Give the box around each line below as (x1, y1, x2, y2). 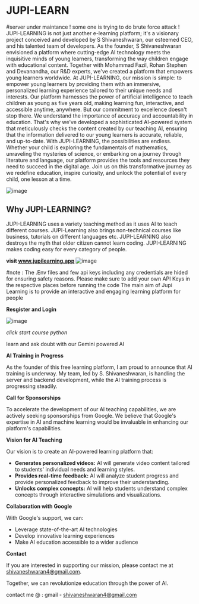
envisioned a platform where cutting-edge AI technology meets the (6, 48, 170, 56)
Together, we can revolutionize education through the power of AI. (6, 580, 169, 587)
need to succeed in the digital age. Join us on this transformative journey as (6, 162, 192, 170)
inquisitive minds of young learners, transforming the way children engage (6, 55, 188, 62)
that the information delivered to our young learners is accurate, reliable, (6, 131, 184, 138)
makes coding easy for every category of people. (6, 245, 127, 252)
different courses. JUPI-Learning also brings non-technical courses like (6, 226, 181, 233)
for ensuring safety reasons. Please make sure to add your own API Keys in (6, 275, 190, 282)
